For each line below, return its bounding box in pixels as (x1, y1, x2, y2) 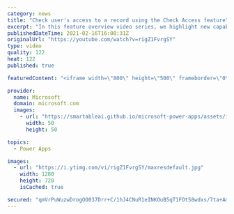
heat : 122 (7, 56, 36, 63)
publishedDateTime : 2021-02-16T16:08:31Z (7, 29, 130, 37)
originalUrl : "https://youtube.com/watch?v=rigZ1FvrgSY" (7, 36, 176, 43)
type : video (7, 43, 42, 49)
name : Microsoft (13, 93, 61, 101)
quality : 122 (7, 49, 45, 56)
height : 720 (19, 177, 54, 185)
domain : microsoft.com (13, 100, 79, 107)
